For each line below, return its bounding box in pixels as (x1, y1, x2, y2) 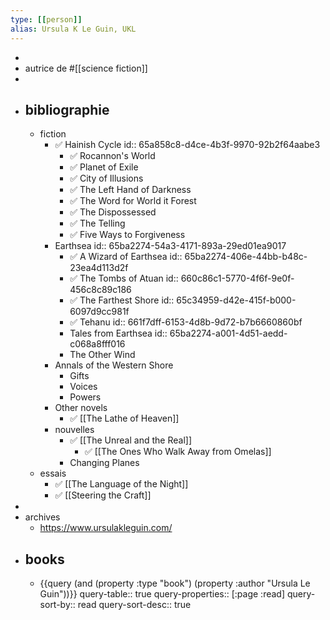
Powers (69, 391, 102, 403)
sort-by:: (39, 599, 76, 611)
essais (39, 467, 67, 480)
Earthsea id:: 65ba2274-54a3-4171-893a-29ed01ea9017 (54, 240, 287, 252)
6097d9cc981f (69, 306, 130, 318)
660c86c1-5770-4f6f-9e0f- (180, 272, 295, 285)
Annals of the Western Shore (54, 359, 174, 371)
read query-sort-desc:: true (77, 599, 192, 611)
